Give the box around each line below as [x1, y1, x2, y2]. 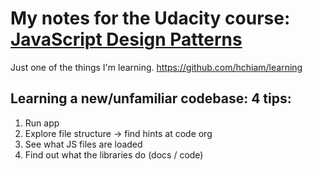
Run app [24, 117, 60, 129]
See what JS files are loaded [24, 138, 143, 150]
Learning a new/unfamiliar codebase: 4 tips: [10, 90, 292, 107]
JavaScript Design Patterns [10, 28, 243, 51]
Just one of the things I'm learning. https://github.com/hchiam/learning [10, 61, 303, 73]
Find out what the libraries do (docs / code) [24, 148, 204, 161]
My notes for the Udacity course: [10, 7, 291, 30]
